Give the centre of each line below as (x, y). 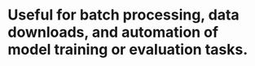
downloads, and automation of (113, 32)
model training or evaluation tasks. (128, 50)
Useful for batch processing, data (123, 15)
